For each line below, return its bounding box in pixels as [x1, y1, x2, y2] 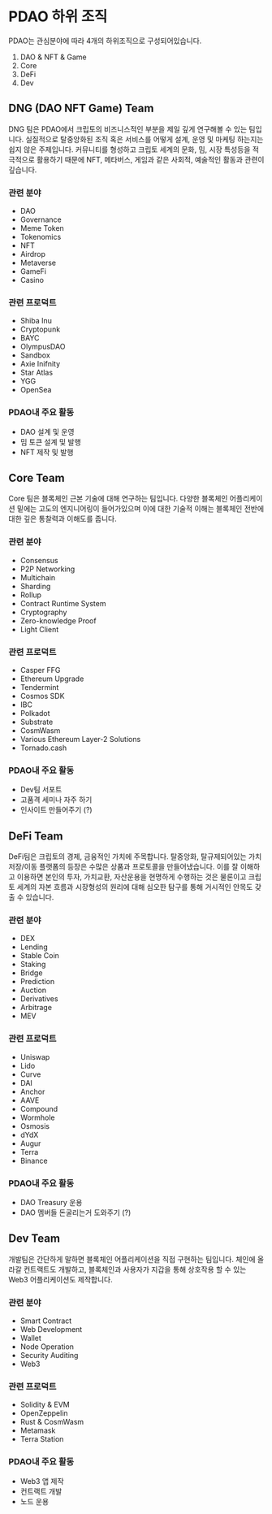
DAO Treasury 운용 [19, 1198, 83, 1208]
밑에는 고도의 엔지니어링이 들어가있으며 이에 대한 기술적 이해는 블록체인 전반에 [16, 504, 265, 514]
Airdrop [19, 249, 46, 259]
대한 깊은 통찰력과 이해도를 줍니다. [8, 514, 117, 524]
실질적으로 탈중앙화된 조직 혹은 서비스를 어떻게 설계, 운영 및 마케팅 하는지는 [25, 134, 264, 144]
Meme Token [19, 223, 65, 233]
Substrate [19, 717, 54, 727]
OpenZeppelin [19, 1408, 68, 1418]
